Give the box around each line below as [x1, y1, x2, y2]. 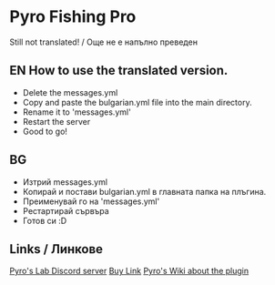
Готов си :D [22, 215, 67, 226]
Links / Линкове [9, 241, 103, 257]
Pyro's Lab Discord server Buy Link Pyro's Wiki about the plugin [9, 266, 249, 277]
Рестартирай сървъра [22, 205, 109, 216]
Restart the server [22, 116, 91, 127]
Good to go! [22, 126, 68, 137]
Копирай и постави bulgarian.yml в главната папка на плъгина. [22, 186, 267, 197]
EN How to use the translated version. [9, 63, 229, 78]
